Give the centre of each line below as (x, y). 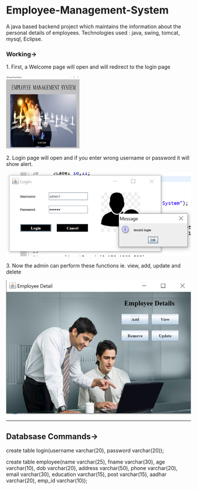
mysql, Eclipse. (24, 39)
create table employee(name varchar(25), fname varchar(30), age (86, 462)
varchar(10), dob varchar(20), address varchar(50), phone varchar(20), (92, 468)
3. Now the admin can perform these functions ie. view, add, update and (93, 265)
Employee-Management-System (87, 10)
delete (14, 272)
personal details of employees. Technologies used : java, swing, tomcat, (93, 32)
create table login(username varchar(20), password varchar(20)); (85, 451)
